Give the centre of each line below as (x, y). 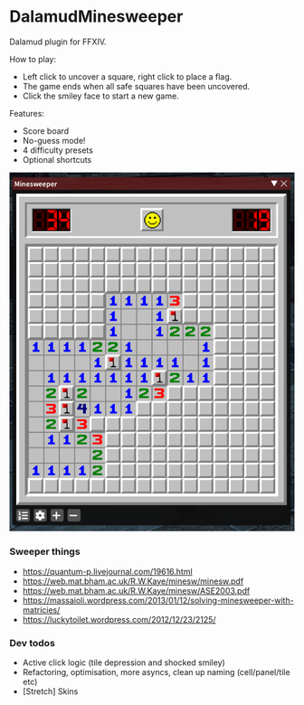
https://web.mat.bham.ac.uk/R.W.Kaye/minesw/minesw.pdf (133, 581)
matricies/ (41, 610)
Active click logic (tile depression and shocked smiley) (124, 663)
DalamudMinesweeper (96, 17)
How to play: (33, 59)
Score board (46, 131)
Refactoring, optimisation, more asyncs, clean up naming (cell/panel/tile (157, 672)
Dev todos (33, 643)
